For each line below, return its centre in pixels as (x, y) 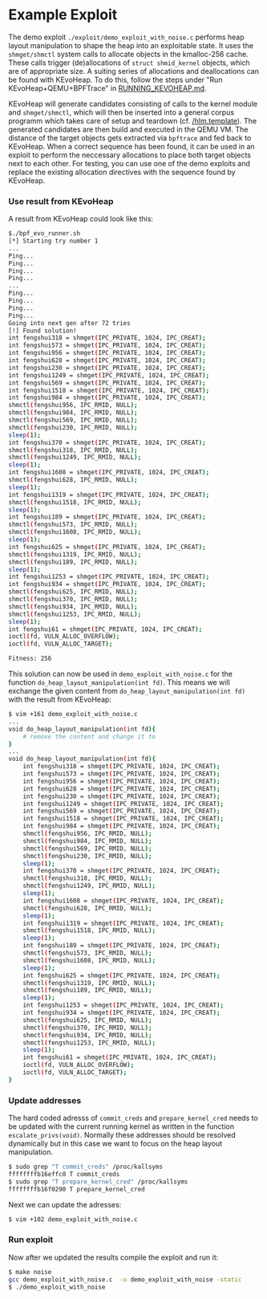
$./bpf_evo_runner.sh (44, 234)
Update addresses (45, 1100)
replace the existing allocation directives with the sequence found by (122, 172)
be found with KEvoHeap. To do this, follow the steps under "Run (115, 79)
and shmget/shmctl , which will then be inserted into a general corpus (121, 112)
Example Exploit (63, 15)
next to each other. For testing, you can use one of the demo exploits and (129, 163)
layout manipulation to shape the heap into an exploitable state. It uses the (131, 45)
